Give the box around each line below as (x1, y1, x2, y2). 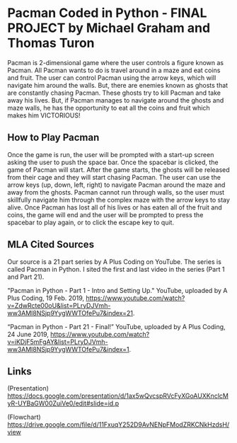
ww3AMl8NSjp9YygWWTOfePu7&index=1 (7, 345, 129, 353)
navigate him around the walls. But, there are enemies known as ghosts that (7, 81, 229, 89)
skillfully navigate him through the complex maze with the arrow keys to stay (7, 195, 230, 204)
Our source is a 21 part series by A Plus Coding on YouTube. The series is (7, 257, 221, 266)
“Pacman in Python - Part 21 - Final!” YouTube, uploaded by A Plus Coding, (7, 322, 226, 330)
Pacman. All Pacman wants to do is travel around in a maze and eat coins (7, 66, 221, 74)
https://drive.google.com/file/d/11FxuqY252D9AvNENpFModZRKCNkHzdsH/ (7, 420, 230, 429)
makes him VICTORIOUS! (7, 111, 81, 120)
